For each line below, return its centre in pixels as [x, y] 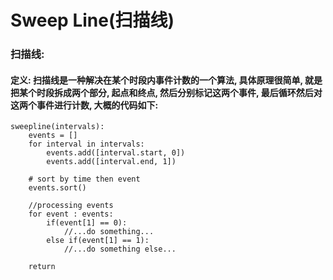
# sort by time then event [84, 179]
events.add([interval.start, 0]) [116, 153]
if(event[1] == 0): [87, 223]
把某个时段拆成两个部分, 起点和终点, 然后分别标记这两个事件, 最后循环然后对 [166, 92]
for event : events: [71, 214]
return [42, 267]
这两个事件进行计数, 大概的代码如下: [84, 105]
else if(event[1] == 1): [98, 241]
